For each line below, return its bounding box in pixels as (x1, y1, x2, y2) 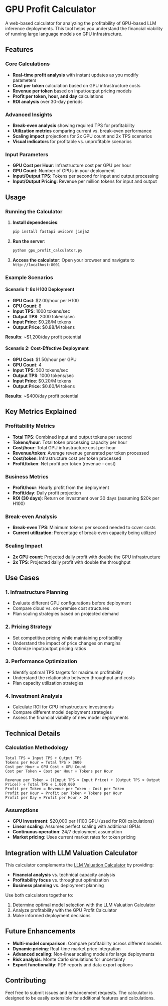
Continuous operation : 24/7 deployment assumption (12, 829, 122, 835)
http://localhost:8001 (12, 262, 60, 267)
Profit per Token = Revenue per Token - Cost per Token (5, 786, 124, 791)
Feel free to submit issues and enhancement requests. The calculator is (5, 989, 153, 995)
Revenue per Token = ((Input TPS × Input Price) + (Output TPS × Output (5, 777, 160, 783)
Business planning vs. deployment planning (12, 882, 104, 888)
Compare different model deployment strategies (12, 709, 112, 715)
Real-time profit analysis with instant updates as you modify (12, 72, 139, 78)
